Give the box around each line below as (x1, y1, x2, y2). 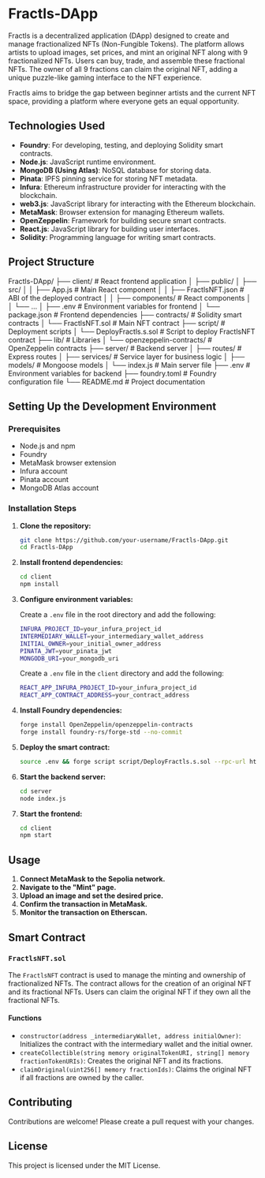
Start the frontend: (19, 809, 83, 818)
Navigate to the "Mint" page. (19, 883, 117, 892)
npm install (19, 581, 59, 589)
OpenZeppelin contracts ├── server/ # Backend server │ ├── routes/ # (8, 343, 242, 353)
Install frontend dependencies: (19, 558, 124, 567)
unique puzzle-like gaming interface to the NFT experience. (8, 73, 203, 82)
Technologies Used (8, 119, 105, 133)
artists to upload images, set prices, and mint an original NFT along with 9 (8, 47, 248, 57)
